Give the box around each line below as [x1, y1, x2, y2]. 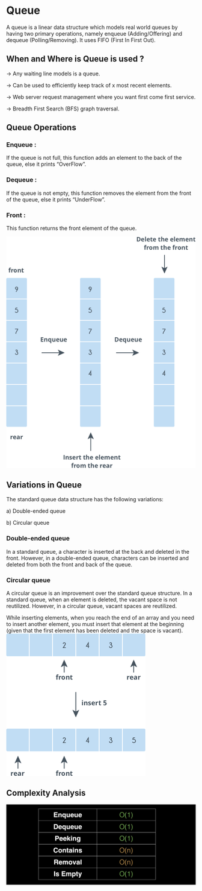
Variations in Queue [6, 480, 82, 490]
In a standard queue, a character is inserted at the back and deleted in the [6, 548, 189, 555]
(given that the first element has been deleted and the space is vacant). [6, 627, 183, 634]
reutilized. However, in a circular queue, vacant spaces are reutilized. [6, 603, 177, 609]
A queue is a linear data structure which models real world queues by [6, 24, 179, 31]
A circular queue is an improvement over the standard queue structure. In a [6, 589, 192, 597]
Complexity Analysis [6, 788, 86, 798]
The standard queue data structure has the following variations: [6, 496, 164, 503]
